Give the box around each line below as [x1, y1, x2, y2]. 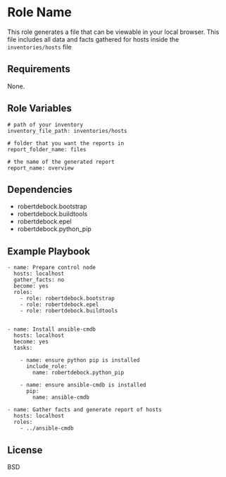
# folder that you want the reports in [7, 139, 125, 147]
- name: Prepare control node [7, 264, 96, 271]
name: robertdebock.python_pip [32, 369, 125, 377]
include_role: [25, 363, 68, 370]
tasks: [13, 344, 33, 352]
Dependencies [7, 183, 73, 195]
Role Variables [7, 102, 72, 114]
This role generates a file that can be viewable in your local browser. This [7, 28, 220, 36]
